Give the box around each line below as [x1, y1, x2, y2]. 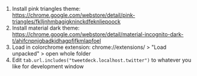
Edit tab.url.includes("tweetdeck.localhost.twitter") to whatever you [11, 57, 192, 63]
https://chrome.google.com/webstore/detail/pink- [11, 11, 136, 19]
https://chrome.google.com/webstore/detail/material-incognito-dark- [11, 31, 184, 38]
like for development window [11, 63, 84, 70]
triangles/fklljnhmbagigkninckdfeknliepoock [11, 18, 121, 25]
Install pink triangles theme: [11, 5, 81, 12]
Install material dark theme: [11, 24, 80, 31]
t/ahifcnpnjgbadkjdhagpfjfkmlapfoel [11, 37, 101, 44]
